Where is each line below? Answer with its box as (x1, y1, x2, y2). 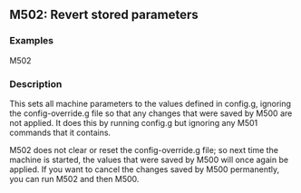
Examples (9, 34, 54, 47)
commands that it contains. (9, 127, 112, 138)
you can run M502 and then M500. (9, 173, 140, 184)
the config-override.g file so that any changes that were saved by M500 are (9, 108, 293, 119)
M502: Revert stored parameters (9, 7, 199, 23)
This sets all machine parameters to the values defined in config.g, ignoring (9, 98, 292, 109)
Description (9, 77, 63, 90)
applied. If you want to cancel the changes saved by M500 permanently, (9, 163, 280, 175)
